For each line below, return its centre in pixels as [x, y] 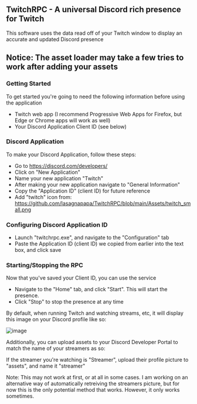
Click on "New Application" [47, 172]
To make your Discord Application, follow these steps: [71, 154]
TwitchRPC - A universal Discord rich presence [94, 10]
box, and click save [38, 250]
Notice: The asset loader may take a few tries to [95, 58]
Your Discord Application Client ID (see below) [71, 126]
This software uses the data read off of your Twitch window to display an [94, 33]
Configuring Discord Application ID [57, 224]
